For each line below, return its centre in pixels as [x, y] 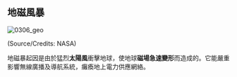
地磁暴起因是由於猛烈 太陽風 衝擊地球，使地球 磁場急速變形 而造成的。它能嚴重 [119, 57]
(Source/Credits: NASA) [42, 43]
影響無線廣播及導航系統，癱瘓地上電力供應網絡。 [78, 66]
